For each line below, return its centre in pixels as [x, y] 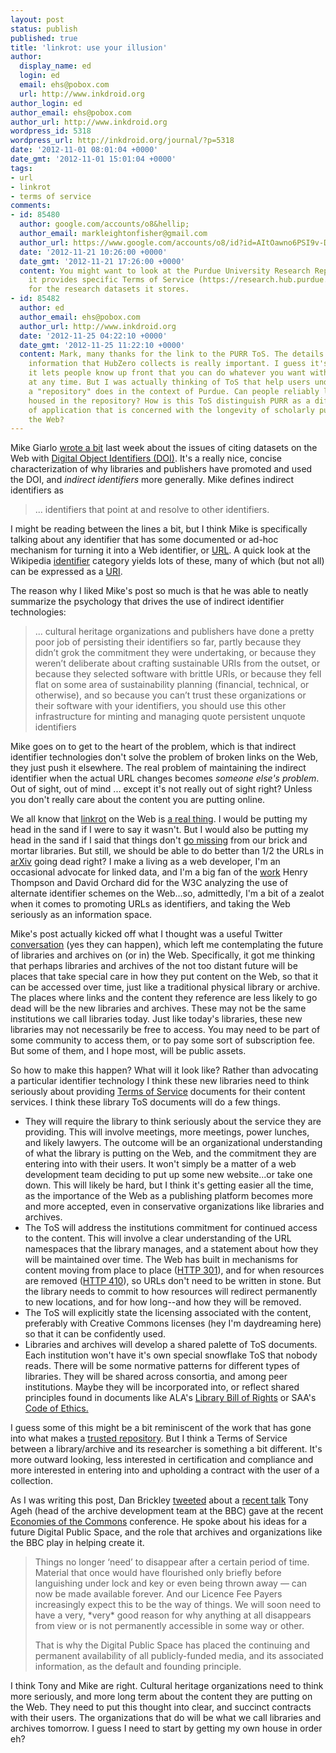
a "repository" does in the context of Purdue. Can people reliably [174, 391]
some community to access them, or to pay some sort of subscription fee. [163, 1040]
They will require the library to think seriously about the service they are [173, 1122]
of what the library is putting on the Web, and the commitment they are [170, 1153]
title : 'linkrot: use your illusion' [89, 47]
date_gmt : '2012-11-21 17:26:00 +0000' [102, 261]
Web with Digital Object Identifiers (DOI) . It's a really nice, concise [146, 458]
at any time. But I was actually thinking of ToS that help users [169, 382]
